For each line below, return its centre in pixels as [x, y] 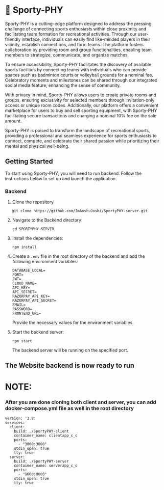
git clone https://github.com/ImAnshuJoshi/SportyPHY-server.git [80, 211]
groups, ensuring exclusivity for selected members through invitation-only [80, 100]
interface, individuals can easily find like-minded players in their [86, 39]
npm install [24, 247]
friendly [13, 39]
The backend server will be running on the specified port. [70, 350]
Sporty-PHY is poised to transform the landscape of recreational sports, [78, 130]
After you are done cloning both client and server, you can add [81, 402]
